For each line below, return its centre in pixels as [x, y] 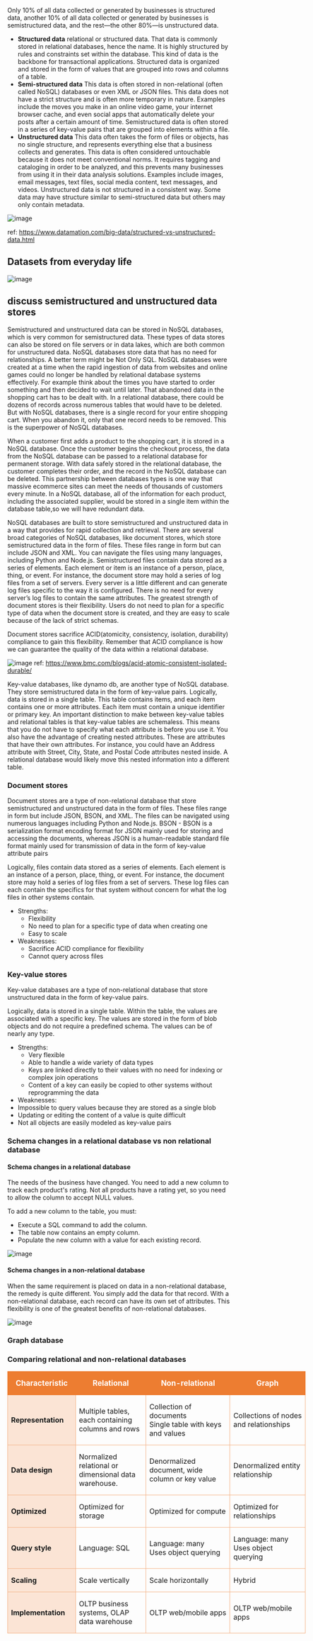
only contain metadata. [51, 204]
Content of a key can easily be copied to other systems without [120, 1085]
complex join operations [63, 1078]
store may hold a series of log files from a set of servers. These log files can [118, 882]
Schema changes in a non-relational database [76, 1270]
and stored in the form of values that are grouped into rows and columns [123, 69]
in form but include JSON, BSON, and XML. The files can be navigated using [118, 816]
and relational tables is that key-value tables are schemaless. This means [114, 721]
